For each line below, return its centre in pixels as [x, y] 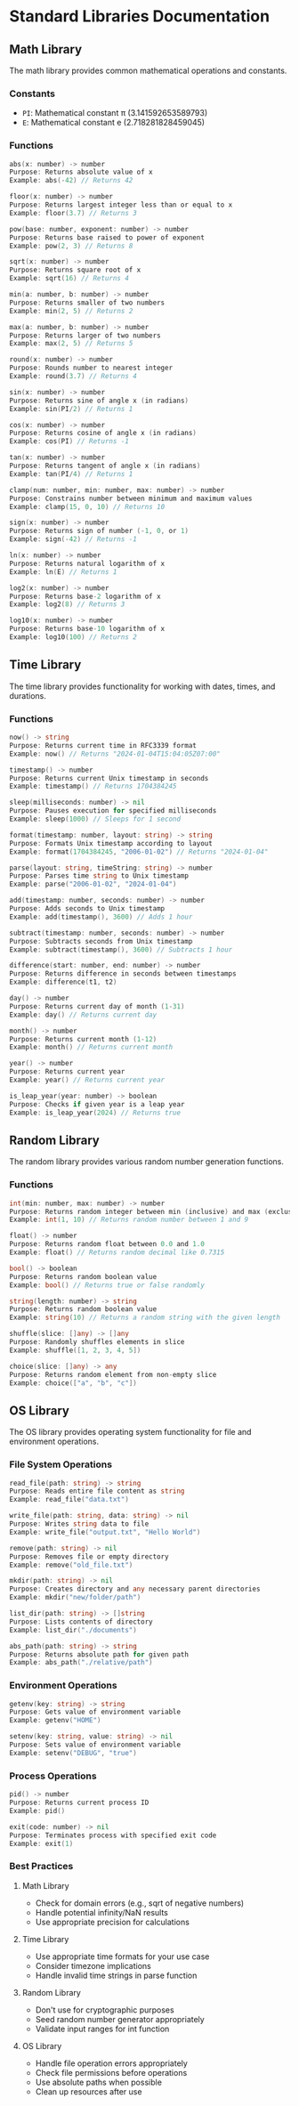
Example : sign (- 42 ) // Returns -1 [73, 539]
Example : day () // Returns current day [83, 1015]
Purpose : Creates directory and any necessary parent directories [135, 1589]
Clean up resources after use [89, 2091]
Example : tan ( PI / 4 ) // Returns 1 [71, 474]
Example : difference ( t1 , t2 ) [63, 982]
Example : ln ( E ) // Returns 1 [63, 571]
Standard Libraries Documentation [139, 16]
